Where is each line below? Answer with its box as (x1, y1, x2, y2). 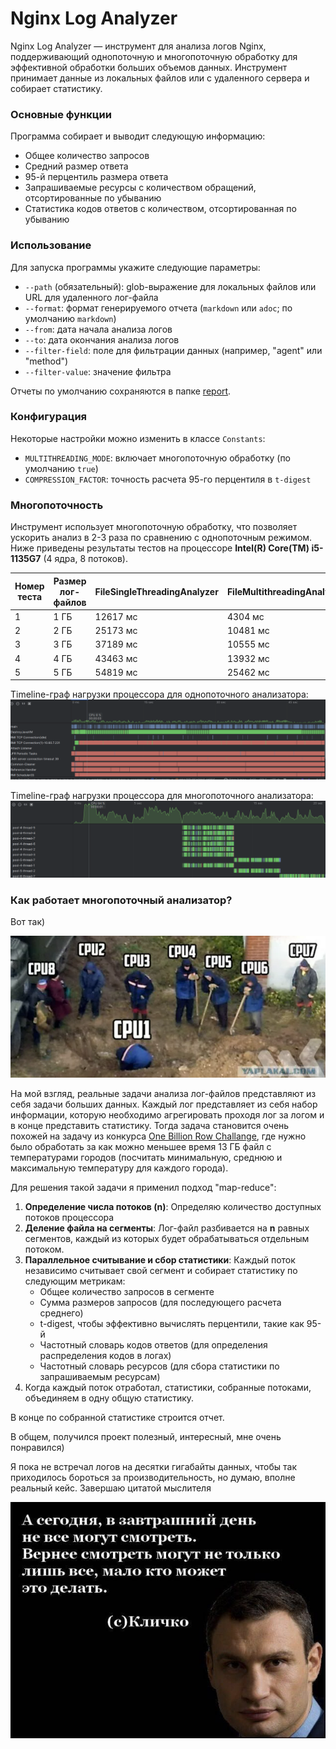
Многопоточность (10, 498, 104, 512)
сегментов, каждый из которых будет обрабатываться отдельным (24, 1233, 310, 1245)
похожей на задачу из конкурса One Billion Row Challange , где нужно (10, 1130, 307, 1142)
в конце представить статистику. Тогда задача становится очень (10, 1120, 290, 1132)
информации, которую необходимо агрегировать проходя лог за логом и (10, 1109, 325, 1121)
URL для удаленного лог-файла (24, 291, 159, 303)
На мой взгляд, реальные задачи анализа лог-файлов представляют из (10, 1088, 317, 1100)
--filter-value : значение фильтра (24, 365, 172, 377)
